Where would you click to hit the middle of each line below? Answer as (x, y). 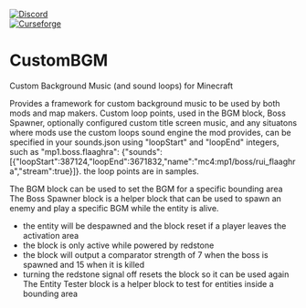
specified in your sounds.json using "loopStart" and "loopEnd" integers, (145, 142)
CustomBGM (59, 61)
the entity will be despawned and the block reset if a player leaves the (154, 226)
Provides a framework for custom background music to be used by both (145, 103)
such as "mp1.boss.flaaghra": (65, 151)
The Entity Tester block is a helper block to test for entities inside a (148, 283)
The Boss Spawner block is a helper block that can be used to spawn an (145, 198)
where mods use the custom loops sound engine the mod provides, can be (150, 132)
